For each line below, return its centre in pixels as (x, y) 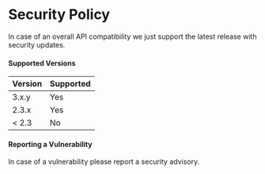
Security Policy (59, 15)
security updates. (37, 44)
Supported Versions (42, 63)
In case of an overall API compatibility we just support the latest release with (132, 36)
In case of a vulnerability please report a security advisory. (104, 162)
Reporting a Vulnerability (50, 144)
